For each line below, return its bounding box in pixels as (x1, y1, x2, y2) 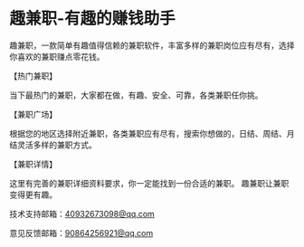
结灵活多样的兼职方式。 (9, 139, 97, 150)
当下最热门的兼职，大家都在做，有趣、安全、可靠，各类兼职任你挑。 (9, 90, 263, 100)
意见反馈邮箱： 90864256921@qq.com (9, 227, 154, 238)
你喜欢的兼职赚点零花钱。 (9, 51, 105, 62)
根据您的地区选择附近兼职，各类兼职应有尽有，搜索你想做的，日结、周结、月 (9, 128, 295, 138)
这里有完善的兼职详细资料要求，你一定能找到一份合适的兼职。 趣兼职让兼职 (9, 177, 290, 188)
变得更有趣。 (9, 189, 57, 200)
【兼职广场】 (9, 109, 57, 119)
